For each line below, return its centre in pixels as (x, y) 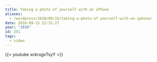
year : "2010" (18, 27)
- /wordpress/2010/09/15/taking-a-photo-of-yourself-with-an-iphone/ (81, 18)
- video (17, 41)
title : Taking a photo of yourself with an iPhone (57, 9)
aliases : (14, 14)
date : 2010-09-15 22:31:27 (32, 23)
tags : (10, 37)
